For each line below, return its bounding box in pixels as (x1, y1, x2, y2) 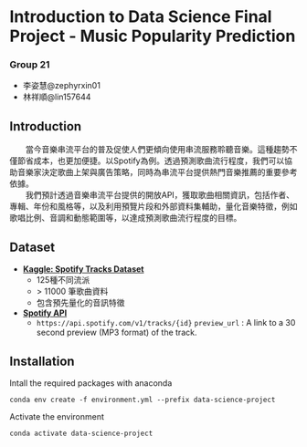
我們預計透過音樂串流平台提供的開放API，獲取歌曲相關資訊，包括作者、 (26, 190, 295, 201)
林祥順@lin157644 (22, 91, 91, 102)
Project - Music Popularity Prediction (9, 26, 296, 47)
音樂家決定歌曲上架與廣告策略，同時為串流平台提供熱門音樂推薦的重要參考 (16, 167, 298, 178)
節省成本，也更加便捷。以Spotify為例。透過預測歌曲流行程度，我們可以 (16, 155, 285, 166)
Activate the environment (9, 411, 105, 421)
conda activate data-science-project (9, 429, 153, 438)
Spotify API (22, 307, 68, 318)
